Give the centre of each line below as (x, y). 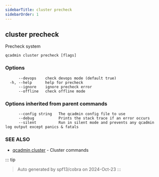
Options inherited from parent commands (56, 104)
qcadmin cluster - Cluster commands (50, 150)
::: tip (10, 160)
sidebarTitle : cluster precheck (39, 10)
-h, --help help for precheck (46, 82)
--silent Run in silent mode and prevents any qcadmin (86, 122)
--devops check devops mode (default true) (67, 78)
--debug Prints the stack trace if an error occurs (84, 118)
